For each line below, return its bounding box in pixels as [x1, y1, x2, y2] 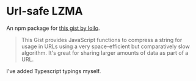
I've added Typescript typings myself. [6, 67, 101, 74]
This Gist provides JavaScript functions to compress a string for [21, 36, 183, 43]
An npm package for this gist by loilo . [6, 24, 100, 32]
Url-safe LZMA [6, 4, 84, 18]
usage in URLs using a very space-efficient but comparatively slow [21, 43, 191, 50]
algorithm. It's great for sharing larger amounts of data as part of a [21, 49, 189, 56]
